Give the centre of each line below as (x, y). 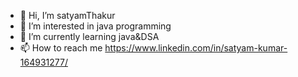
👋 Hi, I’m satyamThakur (67, 15)
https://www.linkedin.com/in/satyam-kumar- (196, 48)
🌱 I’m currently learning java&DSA (89, 36)
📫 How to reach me (61, 48)
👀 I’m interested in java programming (95, 26)
